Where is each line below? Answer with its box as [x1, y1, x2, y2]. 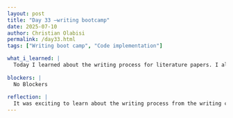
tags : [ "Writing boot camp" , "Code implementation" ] [7, 42, 163, 49]
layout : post [7, 10, 45, 17]
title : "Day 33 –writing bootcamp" [7, 17, 110, 24]
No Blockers [13, 81, 49, 87]
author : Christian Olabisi [7, 29, 85, 37]
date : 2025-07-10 [7, 23, 58, 30]
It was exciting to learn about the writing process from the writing [13, 100, 222, 108]
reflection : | [7, 94, 49, 101]
